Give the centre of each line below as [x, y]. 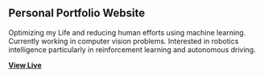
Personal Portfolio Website [77, 13]
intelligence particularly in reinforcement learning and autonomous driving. [132, 49]
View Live [25, 65]
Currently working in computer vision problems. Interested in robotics [124, 41]
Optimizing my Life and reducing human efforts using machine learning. [127, 32]
